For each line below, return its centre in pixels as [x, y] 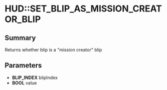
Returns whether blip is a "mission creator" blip [53, 50]
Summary [20, 38]
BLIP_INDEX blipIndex [35, 77]
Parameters [23, 65]
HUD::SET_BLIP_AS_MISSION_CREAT [83, 9]
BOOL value [24, 82]
